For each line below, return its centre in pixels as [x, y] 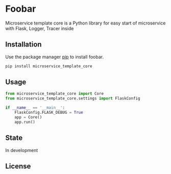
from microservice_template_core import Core [54, 94]
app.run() [25, 122]
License [18, 166]
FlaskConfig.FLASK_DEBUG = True [49, 113]
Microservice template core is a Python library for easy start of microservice [86, 23]
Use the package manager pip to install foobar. [54, 57]
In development [22, 150]
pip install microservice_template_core [49, 66]
